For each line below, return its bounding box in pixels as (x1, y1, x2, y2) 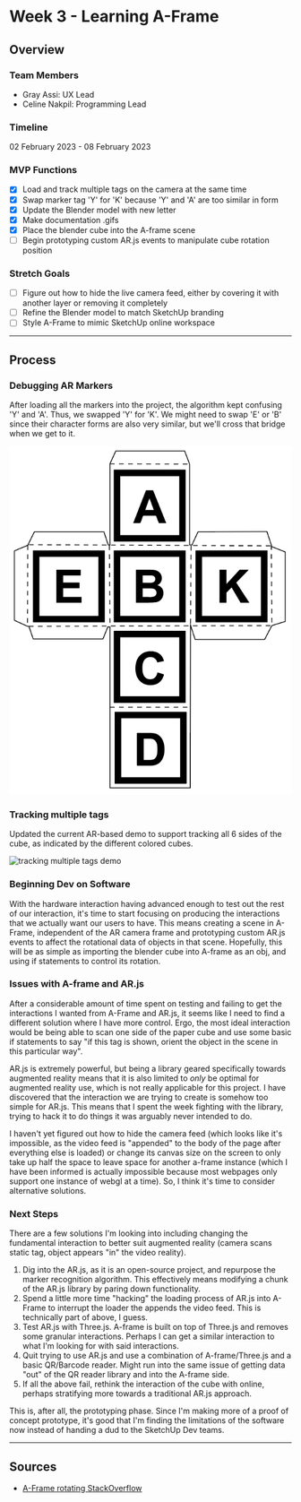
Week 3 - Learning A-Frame (9, 6, 219, 27)
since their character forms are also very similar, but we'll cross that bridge (9, 419, 286, 429)
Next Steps (9, 1207, 59, 1220)
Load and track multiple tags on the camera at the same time (21, 184, 247, 194)
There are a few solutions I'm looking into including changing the (9, 1228, 248, 1239)
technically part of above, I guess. (21, 1312, 148, 1323)
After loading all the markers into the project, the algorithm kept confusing (9, 400, 282, 410)
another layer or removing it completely (21, 298, 168, 308)
